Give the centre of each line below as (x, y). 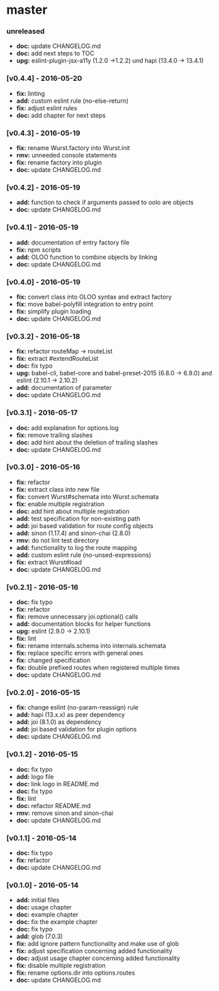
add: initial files (38, 900)
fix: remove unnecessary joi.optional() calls (77, 617)
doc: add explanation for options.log (67, 427)
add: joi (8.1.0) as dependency (59, 722)
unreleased (26, 32)
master (27, 10)
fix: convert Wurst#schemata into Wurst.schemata (88, 497)
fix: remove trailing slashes (54, 435)
